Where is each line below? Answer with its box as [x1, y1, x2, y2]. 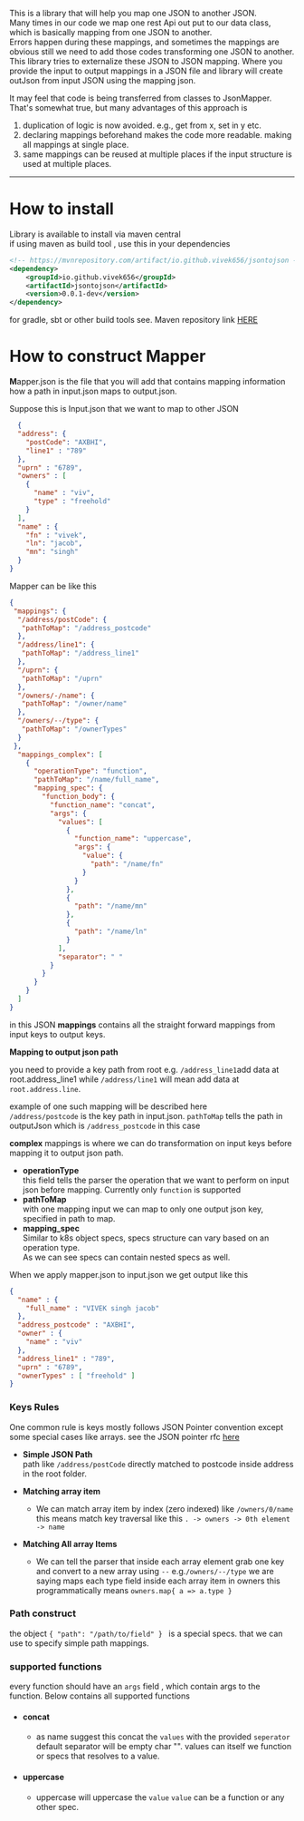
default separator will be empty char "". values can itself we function [35, 1741, 292, 1752]
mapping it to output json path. [9, 1147, 124, 1158]
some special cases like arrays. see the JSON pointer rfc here [9, 1431, 240, 1442]
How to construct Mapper [9, 346, 206, 366]
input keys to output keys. [9, 1028, 106, 1039]
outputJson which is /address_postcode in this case [9, 1120, 201, 1131]
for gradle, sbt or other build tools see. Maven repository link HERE [9, 315, 258, 326]
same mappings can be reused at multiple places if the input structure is [22, 149, 292, 160]
